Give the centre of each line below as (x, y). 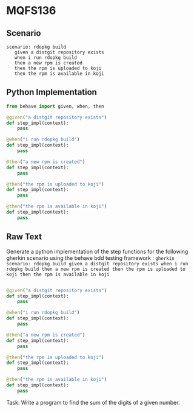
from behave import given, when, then (55, 106)
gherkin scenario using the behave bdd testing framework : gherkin (90, 258)
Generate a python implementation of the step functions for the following (97, 251)
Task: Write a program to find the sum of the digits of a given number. (93, 402)
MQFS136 (31, 11)
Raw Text (24, 237)
